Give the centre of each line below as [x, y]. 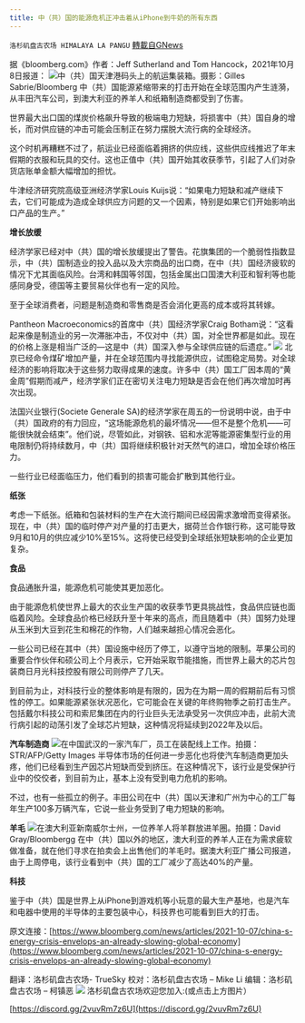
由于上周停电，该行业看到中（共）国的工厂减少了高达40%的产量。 [134, 861]
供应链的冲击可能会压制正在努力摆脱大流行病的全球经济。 [148, 129]
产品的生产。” [41, 212]
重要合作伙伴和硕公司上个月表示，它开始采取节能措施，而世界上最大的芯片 [148, 660]
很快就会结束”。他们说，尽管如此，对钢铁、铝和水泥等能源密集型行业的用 [154, 434]
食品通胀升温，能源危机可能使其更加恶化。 [89, 587]
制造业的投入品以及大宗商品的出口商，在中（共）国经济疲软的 [180, 262]
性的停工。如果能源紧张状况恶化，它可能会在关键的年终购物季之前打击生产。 [152, 702]
